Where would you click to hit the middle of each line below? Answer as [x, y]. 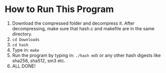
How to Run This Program [59, 9]
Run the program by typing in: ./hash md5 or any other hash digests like [86, 55]
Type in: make [26, 50]
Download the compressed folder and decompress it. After [73, 23]
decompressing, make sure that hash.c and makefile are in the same [83, 28]
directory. [22, 34]
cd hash [20, 45]
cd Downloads [26, 40]
